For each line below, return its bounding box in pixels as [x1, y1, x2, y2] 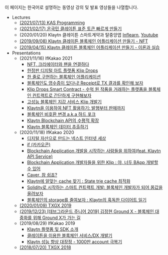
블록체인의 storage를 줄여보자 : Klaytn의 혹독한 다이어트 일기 [27, 197, 147, 202]
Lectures [12, 14, 31, 20]
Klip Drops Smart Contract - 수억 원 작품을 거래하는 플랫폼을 [27, 86, 147, 92]
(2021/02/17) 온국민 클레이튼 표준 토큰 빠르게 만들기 [19, 25, 122, 31]
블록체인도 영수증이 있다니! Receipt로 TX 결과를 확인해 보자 [27, 80, 143, 86]
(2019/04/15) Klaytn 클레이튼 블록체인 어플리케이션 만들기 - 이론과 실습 [19, 44, 160, 50]
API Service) [27, 153, 53, 159]
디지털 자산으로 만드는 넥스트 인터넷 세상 [27, 135, 106, 141]
